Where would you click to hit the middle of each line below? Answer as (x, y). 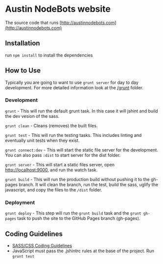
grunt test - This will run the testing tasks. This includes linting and (73, 135)
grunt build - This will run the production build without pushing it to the (78, 179)
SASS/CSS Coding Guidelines (42, 245)
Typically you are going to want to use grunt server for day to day (72, 82)
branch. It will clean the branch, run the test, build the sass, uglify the (88, 185)
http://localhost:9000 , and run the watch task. (51, 170)
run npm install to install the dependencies (49, 55)
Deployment (20, 202)
